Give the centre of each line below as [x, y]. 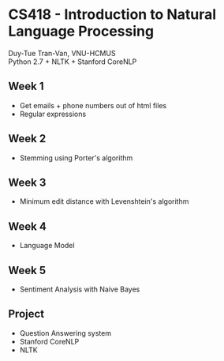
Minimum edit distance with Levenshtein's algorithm [104, 201]
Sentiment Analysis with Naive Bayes [80, 289]
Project [26, 314]
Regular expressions [53, 114]
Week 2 [27, 139]
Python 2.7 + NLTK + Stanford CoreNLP [73, 62]
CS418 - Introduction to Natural [112, 15]
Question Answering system [65, 333]
